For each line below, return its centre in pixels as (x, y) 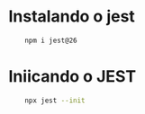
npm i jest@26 (51, 40)
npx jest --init (55, 101)
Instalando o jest (72, 17)
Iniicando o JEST (72, 76)
